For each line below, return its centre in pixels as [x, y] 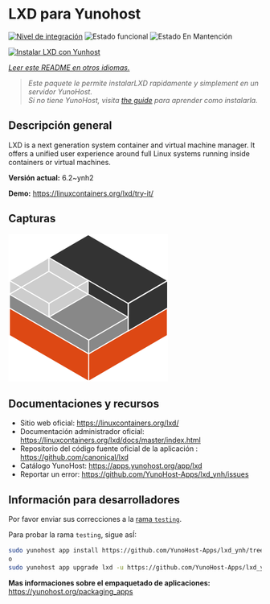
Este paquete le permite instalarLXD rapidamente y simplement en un [143, 83]
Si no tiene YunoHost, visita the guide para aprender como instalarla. [143, 100]
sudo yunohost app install [53, 551]
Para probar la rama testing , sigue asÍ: [72, 535]
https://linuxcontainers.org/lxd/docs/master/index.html [110, 441]
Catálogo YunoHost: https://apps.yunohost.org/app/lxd [111, 466]
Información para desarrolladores [94, 500]
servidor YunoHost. [60, 91]
